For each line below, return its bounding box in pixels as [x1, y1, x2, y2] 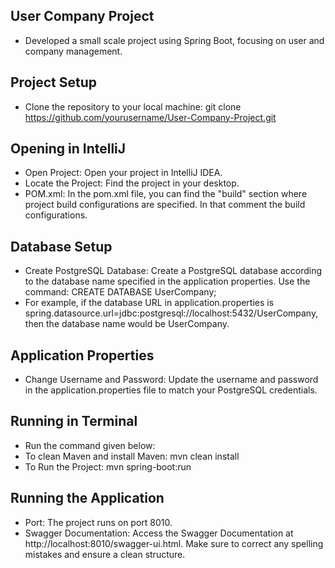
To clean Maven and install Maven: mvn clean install [24, 450, 240, 462]
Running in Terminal [10, 413, 138, 430]
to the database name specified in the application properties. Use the [24, 275, 311, 288]
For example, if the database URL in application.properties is [24, 297, 275, 309]
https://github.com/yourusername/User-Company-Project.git [24, 111, 277, 123]
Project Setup [10, 74, 98, 91]
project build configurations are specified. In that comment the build [24, 199, 306, 211]
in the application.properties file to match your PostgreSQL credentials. [24, 384, 318, 396]
